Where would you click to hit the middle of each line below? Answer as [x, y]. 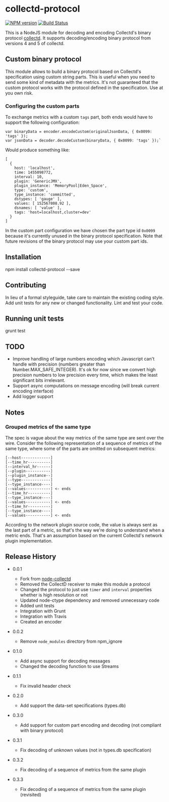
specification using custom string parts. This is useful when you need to [80, 77]
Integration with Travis [43, 616]
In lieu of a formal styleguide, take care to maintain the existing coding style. [84, 297]
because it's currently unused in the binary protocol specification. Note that [84, 236]
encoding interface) [33, 391]
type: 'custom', [32, 190]
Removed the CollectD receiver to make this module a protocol [85, 584]
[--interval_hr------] [29, 466]
